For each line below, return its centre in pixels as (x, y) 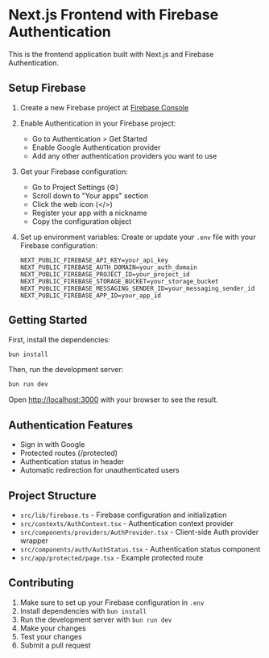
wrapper (34, 540)
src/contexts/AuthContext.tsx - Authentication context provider (126, 523)
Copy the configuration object (82, 221)
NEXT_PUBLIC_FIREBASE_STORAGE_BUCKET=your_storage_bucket (119, 281)
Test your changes (51, 636)
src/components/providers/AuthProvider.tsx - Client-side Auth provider (139, 532)
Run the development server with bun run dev (96, 619)
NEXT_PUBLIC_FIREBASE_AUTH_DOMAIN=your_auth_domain (108, 267)
